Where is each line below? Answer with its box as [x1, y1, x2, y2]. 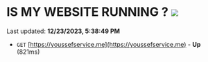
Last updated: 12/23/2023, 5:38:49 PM [6, 27, 121, 35]
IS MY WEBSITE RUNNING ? [6, 4, 169, 20]
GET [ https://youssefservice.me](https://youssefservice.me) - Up [16, 40, 201, 48]
